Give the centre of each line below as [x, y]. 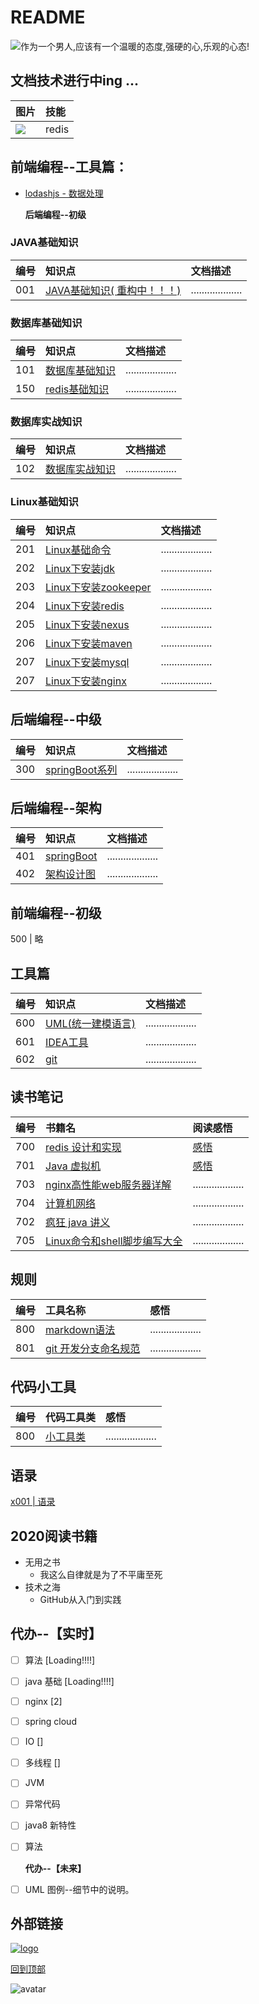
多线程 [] [42, 1763]
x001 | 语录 [33, 1502]
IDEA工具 [67, 1042]
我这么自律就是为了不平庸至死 [101, 1575]
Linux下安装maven [89, 643]
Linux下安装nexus [87, 624]
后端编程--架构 [56, 807]
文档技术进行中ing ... [75, 81]
